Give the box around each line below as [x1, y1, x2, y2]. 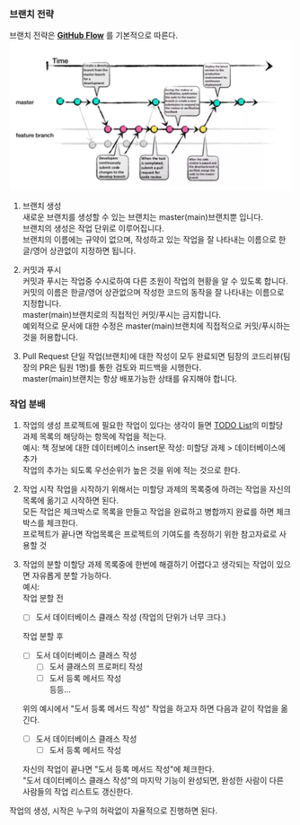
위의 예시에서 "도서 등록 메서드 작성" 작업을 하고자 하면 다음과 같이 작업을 [22, 703, 279, 714]
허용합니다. [39, 332, 78, 343]
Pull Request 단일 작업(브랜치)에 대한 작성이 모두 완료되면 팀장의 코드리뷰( [22, 351, 284, 362]
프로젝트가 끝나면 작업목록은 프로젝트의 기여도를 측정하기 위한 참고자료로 [22, 529, 278, 540]
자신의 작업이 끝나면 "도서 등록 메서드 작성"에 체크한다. [22, 763, 215, 774]
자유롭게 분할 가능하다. [31, 570, 112, 581]
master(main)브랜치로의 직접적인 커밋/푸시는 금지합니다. [22, 310, 222, 320]
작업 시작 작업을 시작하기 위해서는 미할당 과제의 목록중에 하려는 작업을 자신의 [22, 484, 292, 495]
